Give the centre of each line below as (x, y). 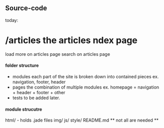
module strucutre (24, 109)
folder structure (22, 65)
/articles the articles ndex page (71, 40)
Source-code (26, 8)
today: (12, 20)
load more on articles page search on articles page (58, 54)
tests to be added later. (36, 98)
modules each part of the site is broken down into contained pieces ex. (85, 76)
